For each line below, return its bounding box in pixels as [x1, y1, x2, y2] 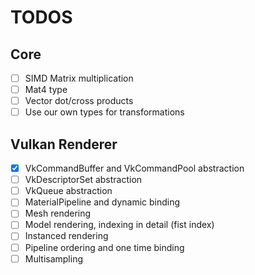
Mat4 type [24, 84, 68, 96]
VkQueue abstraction [24, 185, 113, 197]
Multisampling [24, 252, 83, 265]
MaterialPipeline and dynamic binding [24, 196, 181, 208]
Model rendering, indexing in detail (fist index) [24, 219, 215, 231]
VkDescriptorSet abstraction [24, 174, 143, 186]
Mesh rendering [24, 207, 92, 220]
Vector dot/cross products [24, 95, 134, 107]
